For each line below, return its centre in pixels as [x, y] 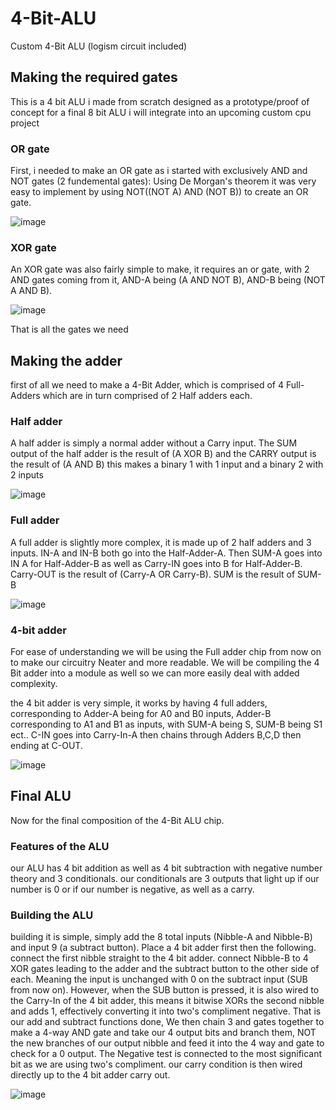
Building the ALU [52, 915]
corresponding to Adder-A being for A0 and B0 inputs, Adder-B [141, 714]
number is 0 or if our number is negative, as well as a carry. [132, 889]
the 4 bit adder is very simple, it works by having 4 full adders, [139, 703]
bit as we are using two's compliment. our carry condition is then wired [156, 1064]
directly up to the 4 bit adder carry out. [90, 1075]
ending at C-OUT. [46, 746]
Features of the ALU [60, 846]
